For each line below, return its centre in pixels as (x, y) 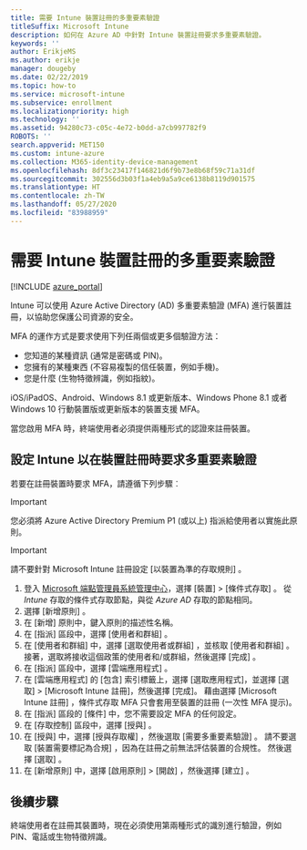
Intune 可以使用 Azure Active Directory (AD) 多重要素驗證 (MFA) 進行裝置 (147, 305)
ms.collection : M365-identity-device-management (104, 162)
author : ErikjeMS (43, 52)
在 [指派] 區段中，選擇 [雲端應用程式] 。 (97, 668)
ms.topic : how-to (43, 86)
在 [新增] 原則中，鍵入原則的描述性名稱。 (101, 622)
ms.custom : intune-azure (57, 153)
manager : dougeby (43, 69)
